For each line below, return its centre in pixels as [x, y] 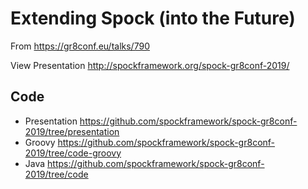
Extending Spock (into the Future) [153, 18]
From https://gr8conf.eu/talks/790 [80, 46]
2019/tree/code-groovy [73, 153]
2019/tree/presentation [72, 131]
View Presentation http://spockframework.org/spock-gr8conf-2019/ [150, 65]
